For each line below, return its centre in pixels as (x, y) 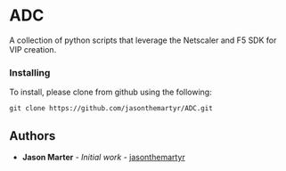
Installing (30, 72)
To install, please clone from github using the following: (110, 92)
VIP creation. (33, 49)
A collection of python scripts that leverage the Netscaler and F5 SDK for (143, 40)
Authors (33, 136)
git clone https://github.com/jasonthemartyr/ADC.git (111, 109)
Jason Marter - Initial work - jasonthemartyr (103, 158)
